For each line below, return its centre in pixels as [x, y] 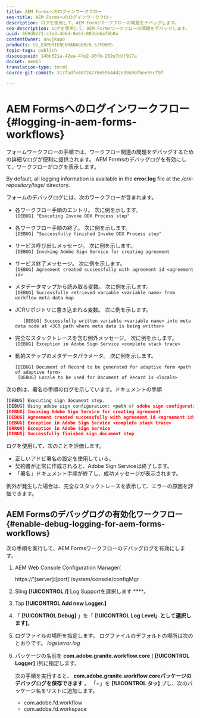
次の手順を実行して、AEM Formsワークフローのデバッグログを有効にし [93, 548]
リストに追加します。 [72, 691]
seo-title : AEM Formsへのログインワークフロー [60, 17]
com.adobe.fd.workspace [55, 709]
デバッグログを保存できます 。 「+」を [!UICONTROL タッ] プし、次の [101, 683]
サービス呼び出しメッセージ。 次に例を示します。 [75, 246]
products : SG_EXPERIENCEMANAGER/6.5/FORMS [60, 45]
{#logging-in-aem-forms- [71, 122]
